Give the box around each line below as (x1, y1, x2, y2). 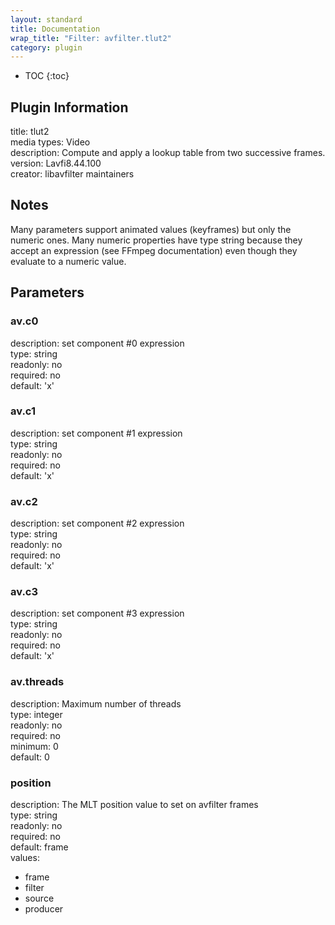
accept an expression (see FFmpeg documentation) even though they (10, 244, 298, 256)
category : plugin (10, 42, 83, 53)
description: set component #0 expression (10, 337, 185, 349)
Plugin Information (10, 99, 129, 116)
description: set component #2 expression (10, 517, 185, 530)
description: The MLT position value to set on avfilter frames (10, 799, 259, 811)
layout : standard (10, 14, 83, 25)
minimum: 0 (10, 740, 59, 752)
